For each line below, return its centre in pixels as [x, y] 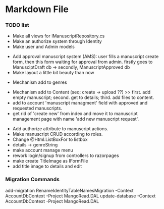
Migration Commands [32, 179]
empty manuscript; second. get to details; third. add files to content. [83, 97]
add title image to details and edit [47, 166]
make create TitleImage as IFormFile [50, 161]
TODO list [17, 25]
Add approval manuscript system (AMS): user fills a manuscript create [86, 57]
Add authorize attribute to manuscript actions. [60, 129]
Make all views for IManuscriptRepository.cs [59, 36]
